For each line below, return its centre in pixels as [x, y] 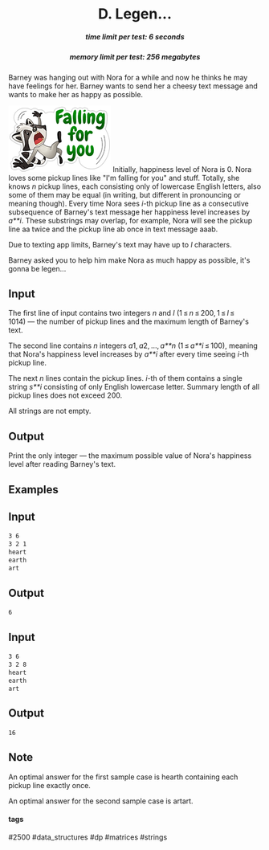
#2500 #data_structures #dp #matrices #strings [88, 837]
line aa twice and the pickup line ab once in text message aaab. [113, 229]
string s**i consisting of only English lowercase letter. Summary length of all [134, 387]
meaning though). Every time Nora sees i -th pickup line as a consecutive [128, 203]
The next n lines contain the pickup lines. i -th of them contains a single [125, 378]
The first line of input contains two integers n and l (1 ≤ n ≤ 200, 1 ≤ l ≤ [122, 313]
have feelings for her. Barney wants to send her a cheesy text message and [133, 86]
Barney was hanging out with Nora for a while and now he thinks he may [128, 77]
